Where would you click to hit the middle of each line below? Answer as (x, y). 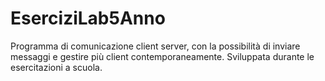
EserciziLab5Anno (88, 18)
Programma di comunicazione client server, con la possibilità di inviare (155, 46)
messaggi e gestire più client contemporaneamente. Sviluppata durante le (162, 56)
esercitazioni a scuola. (56, 67)
